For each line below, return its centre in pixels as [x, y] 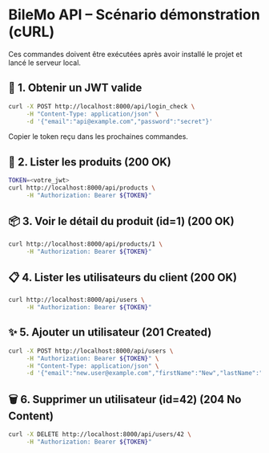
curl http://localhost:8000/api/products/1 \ [85, 244]
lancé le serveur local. [45, 63]
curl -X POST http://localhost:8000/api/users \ [91, 351]
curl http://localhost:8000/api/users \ [77, 300]
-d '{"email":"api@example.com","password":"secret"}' [120, 121]
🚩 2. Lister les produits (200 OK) [90, 162]
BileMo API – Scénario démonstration [134, 15]
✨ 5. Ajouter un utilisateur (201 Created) [110, 332]
